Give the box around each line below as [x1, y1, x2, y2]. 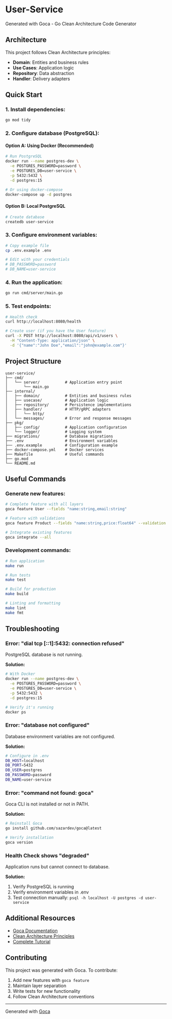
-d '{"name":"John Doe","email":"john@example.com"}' [10, 343, 127, 348]
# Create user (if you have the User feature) [5, 328, 106, 334]
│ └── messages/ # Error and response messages [5, 416, 132, 421]
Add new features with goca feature [12, 977, 90, 983]
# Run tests [5, 573, 31, 578]
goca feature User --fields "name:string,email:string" [5, 507, 127, 512]
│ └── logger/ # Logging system [5, 429, 102, 434]
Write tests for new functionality [12, 988, 80, 994]
